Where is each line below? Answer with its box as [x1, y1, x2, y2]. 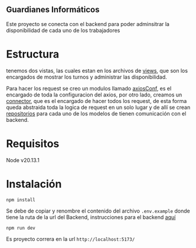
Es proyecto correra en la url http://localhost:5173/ [6, 235, 135, 242]
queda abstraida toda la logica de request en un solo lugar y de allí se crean [6, 104, 191, 111]
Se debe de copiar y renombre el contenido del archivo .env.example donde [6, 207, 190, 214]
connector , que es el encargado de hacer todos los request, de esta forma [6, 97, 187, 104]
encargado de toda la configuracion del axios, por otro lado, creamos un [6, 91, 182, 98]
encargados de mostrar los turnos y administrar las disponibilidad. [6, 73, 167, 80]
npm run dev [6, 225, 35, 231]
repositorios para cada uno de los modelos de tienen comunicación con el [6, 109, 187, 117]
